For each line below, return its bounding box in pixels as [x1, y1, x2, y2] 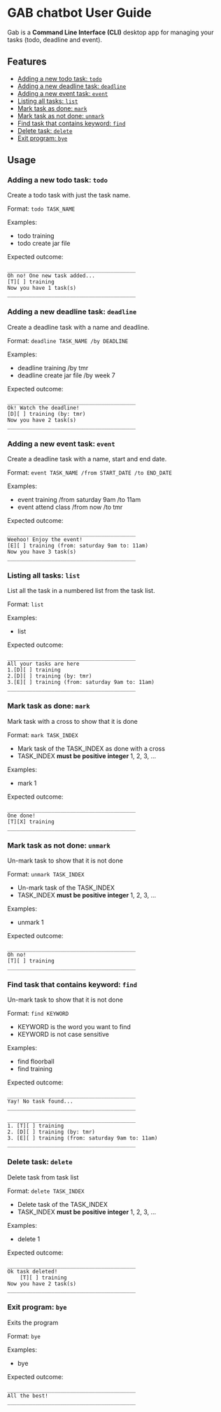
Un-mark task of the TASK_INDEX [17, 883, 115, 892]
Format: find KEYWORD [7, 1009, 69, 1018]
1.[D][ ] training [7, 666, 61, 673]
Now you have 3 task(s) [7, 548, 77, 556]
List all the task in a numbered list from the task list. [7, 587, 155, 595]
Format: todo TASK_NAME [7, 204, 76, 213]
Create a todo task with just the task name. [7, 191, 131, 200]
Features [7, 56, 47, 68]
